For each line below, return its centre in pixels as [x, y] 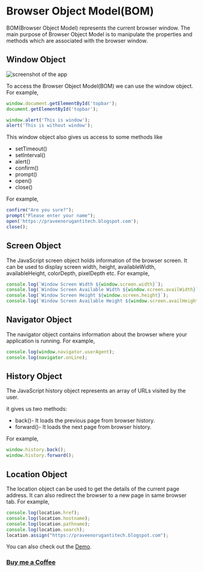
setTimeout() [31, 149]
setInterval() [30, 155]
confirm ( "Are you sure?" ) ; [40, 210]
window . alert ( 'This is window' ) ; [48, 120]
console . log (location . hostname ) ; [48, 518]
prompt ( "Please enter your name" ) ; [51, 216]
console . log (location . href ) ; [43, 513]
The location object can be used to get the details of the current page [93, 489]
